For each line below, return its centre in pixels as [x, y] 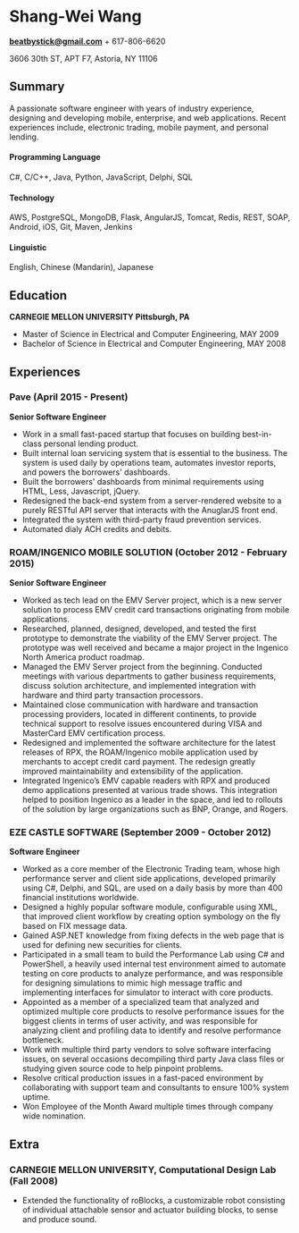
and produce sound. [59, 1220]
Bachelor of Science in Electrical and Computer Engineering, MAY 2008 [154, 344]
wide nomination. [54, 1116]
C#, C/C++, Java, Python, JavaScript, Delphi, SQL [101, 177]
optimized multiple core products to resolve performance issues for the [153, 1011]
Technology [32, 198]
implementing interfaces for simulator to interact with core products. [148, 992]
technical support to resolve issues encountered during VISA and [142, 724]
